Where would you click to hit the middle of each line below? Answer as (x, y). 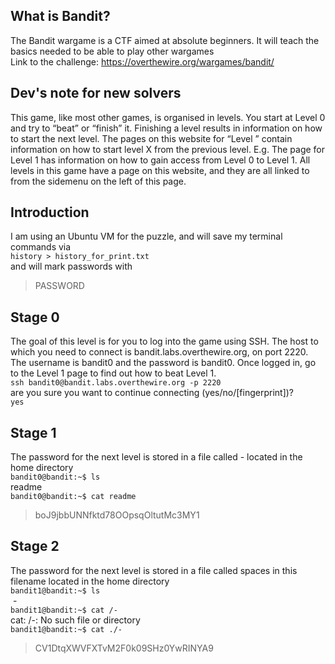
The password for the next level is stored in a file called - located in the (156, 457)
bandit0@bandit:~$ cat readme (73, 497)
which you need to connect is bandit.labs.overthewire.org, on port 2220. (159, 352)
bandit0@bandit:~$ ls (55, 477)
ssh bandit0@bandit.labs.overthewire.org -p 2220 (116, 383)
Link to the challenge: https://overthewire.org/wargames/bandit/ (142, 61)
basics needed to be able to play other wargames (112, 51)
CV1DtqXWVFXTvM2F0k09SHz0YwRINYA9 (124, 648)
